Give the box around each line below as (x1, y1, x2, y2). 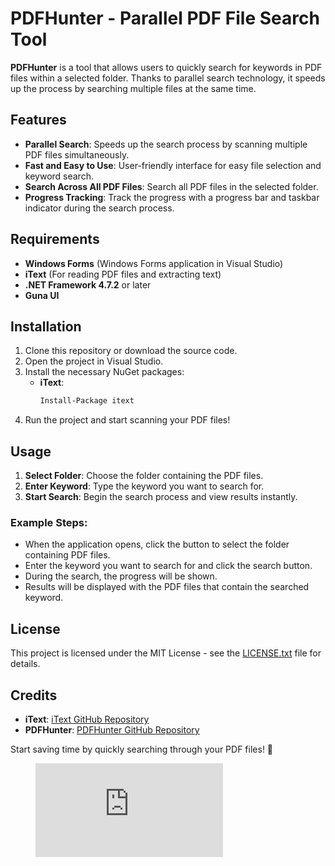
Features (10, 112, 67, 129)
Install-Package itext (39, 396, 135, 406)
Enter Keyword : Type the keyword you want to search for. (24, 480, 265, 492)
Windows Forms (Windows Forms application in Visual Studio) (24, 257, 284, 269)
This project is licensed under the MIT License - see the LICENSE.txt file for (10, 647, 322, 659)
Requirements (10, 231, 100, 248)
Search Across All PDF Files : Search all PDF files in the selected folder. (24, 180, 319, 192)
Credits (10, 687, 58, 704)
